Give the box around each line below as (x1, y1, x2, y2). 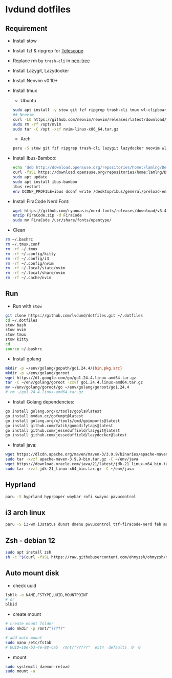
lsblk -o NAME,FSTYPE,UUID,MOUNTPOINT (5, 592, 88, 597)
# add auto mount (5, 635, 42, 640)
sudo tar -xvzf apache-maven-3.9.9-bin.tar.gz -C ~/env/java (5, 456, 139, 462)
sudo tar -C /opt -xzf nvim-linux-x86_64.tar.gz (12, 126, 119, 132)
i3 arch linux (5, 508, 46, 517)
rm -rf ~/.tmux (5, 246, 38, 251)
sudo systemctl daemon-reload (5, 664, 70, 669)
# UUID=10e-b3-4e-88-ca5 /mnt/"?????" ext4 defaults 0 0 (5, 645, 141, 650)
